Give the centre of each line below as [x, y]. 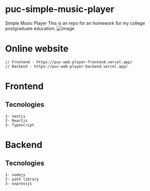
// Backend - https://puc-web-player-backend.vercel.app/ [67, 66]
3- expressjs [19, 183]
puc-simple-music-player [60, 9]
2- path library [22, 179]
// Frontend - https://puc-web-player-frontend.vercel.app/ [69, 62]
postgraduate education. [30, 28]
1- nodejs [15, 175]
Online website [37, 49]
